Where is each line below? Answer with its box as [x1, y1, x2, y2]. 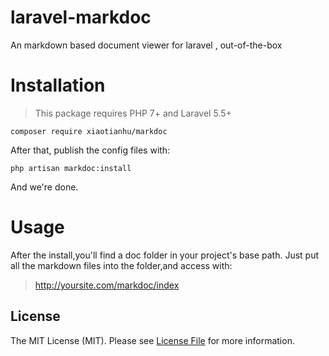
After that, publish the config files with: [10, 144, 171, 156]
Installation [10, 74, 106, 97]
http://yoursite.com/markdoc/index [34, 279, 180, 291]
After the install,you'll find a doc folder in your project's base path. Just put [10, 249, 320, 261]
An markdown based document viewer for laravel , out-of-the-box [10, 39, 283, 51]
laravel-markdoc [10, 6, 152, 29]
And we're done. [10, 181, 79, 193]
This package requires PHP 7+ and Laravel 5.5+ [34, 107, 232, 119]
